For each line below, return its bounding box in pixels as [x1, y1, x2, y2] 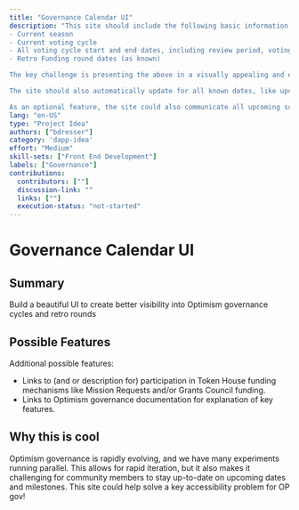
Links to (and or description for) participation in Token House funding [21, 375, 277, 385]
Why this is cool [9, 429, 100, 445]
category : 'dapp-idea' [9, 135, 93, 145]
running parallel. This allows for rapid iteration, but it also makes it [9, 462, 251, 473]
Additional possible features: [9, 358, 114, 368]
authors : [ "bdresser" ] [9, 127, 93, 136]
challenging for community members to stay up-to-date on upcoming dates [9, 472, 287, 482]
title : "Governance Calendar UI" [9, 12, 133, 22]
